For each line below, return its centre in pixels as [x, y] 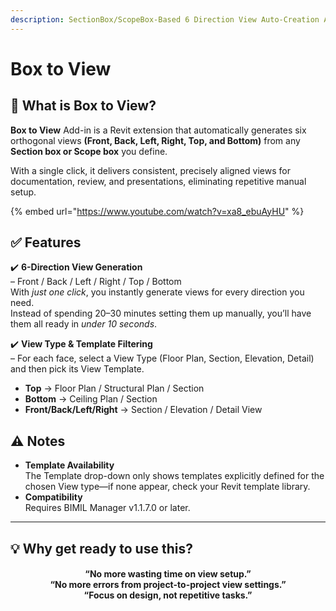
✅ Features [46, 242]
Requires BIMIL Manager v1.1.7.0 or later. [107, 508]
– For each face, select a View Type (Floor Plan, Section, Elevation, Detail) [162, 358]
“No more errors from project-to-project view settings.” [168, 585]
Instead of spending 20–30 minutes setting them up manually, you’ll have [161, 313]
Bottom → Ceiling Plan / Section [91, 399]
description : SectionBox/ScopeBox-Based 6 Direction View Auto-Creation [165, 19]
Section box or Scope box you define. [89, 151]
